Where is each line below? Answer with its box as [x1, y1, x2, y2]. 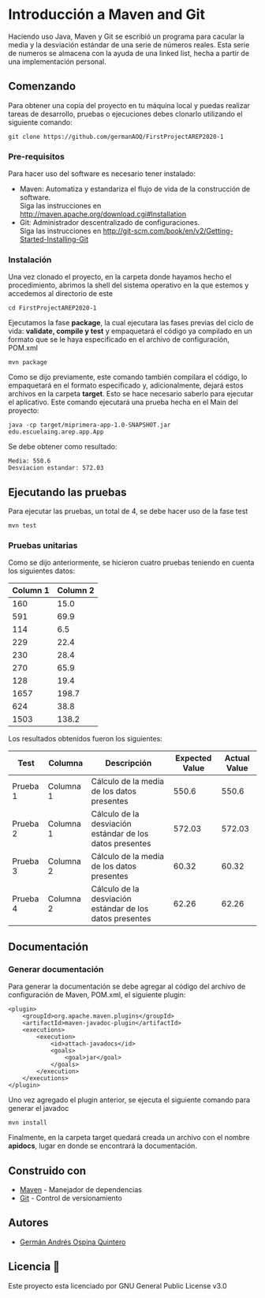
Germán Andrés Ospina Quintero [19, 1237, 126, 1247]
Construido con [8, 1164, 87, 1177]
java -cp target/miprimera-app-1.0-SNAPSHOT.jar [8, 421, 171, 430]
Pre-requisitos [8, 151, 65, 162]
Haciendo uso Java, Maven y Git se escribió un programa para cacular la [8, 32, 244, 41]
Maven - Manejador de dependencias [19, 1184, 142, 1194]
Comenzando [8, 80, 77, 93]
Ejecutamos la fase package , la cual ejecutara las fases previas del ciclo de [8, 318, 254, 328]
